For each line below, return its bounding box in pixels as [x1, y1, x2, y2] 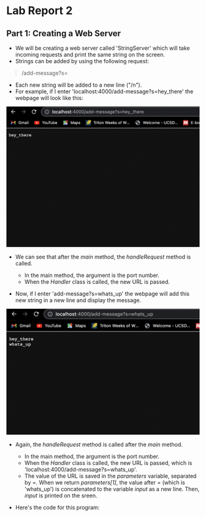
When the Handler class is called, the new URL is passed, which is [24, 459, 193, 467]
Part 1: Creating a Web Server [6, 28, 121, 39]
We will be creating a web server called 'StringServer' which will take [15, 44, 190, 52]
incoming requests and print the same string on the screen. [15, 51, 166, 58]
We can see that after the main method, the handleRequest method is [15, 253, 191, 261]
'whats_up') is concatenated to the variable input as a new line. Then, [24, 485, 200, 492]
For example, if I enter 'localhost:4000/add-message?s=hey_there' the [15, 88, 194, 95]
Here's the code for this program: [15, 503, 100, 511]
